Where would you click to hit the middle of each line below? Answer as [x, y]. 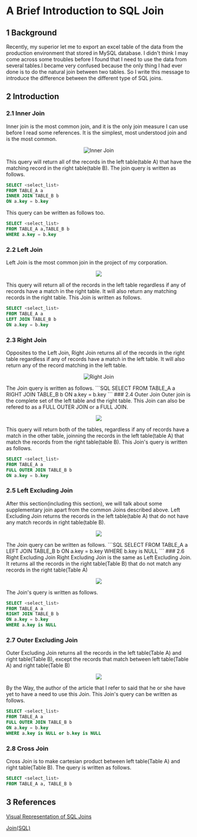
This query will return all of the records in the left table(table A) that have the [99, 162]
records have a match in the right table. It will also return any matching [91, 291]
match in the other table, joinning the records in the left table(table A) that [95, 435]
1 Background [31, 33]
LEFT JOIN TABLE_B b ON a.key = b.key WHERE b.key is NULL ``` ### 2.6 [96, 551]
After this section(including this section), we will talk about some [84, 503]
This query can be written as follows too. [56, 213]
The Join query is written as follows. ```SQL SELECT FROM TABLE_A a [91, 388]
